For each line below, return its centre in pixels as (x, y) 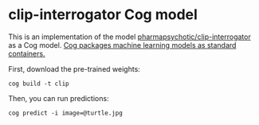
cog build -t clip (39, 84)
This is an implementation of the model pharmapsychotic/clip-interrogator (129, 37)
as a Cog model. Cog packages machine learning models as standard (122, 45)
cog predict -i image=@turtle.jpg (66, 113)
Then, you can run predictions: (59, 98)
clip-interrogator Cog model (103, 15)
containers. (27, 53)
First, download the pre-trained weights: (75, 68)
